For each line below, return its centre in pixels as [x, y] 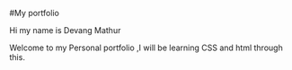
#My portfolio [35, 13]
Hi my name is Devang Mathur [65, 30]
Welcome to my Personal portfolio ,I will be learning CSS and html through [146, 48]
